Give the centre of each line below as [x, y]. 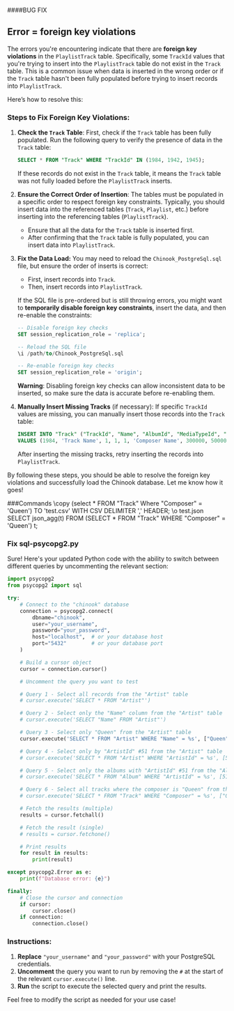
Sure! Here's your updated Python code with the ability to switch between [113, 559]
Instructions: [30, 942]
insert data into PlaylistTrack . [71, 245]
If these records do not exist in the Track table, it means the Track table [119, 173]
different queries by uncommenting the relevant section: [88, 566]
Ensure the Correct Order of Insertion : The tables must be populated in [120, 194]
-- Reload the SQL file [52, 347]
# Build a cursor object [56, 662]
